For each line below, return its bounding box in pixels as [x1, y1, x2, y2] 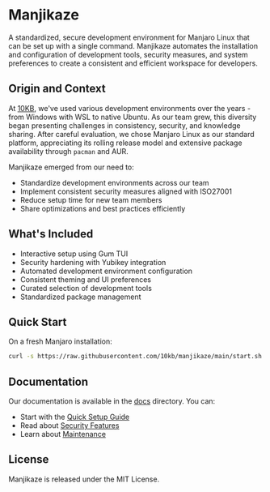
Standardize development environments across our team [19, 178, 209, 187]
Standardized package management [19, 292, 141, 302]
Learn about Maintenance [19, 430, 107, 439]
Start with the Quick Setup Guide [19, 412, 130, 422]
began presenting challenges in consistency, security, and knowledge [8, 120, 241, 130]
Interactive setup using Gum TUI [19, 249, 129, 259]
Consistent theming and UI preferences [19, 274, 152, 285]
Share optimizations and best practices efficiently [19, 203, 186, 213]
